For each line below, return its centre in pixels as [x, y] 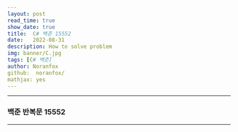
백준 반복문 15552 [36, 112]
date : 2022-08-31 [36, 40]
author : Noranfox [33, 66]
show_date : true [31, 27]
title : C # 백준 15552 [39, 34]
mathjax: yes [27, 79]
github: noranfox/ [36, 73]
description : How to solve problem [60, 47]
